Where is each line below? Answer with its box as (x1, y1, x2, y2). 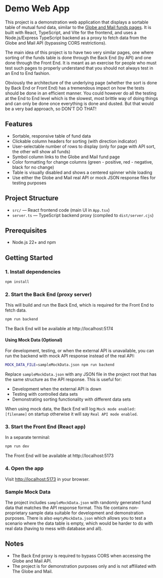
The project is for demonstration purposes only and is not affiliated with (12, 563, 156, 569)
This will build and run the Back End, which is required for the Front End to (5, 302, 154, 308)
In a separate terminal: (5, 434, 50, 440)
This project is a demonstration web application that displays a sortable (5, 19, 149, 25)
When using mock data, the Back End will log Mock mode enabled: (5, 406, 137, 412)
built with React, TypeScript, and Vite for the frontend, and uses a (5, 29, 137, 35)
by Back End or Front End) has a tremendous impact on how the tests (5, 85, 145, 91)
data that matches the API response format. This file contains (5, 505, 128, 510)
